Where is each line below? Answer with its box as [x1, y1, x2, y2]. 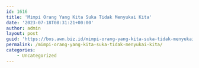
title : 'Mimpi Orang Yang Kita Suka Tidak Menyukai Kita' [6, 14, 152, 20]
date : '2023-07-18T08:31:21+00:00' [6, 20, 94, 25]
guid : [6, 36, 20, 42]
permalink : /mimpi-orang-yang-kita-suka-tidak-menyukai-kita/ [6, 42, 163, 48]
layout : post [6, 31, 38, 37]
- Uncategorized [17, 53, 57, 59]
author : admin [6, 25, 41, 31]
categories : [6, 47, 36, 53]
